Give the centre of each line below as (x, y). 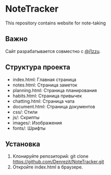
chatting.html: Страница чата (44, 101)
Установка (23, 144)
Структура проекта (38, 67)
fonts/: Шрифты (29, 128)
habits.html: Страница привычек (47, 96)
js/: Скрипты (26, 117)
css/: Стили (25, 112)
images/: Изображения (37, 123)
